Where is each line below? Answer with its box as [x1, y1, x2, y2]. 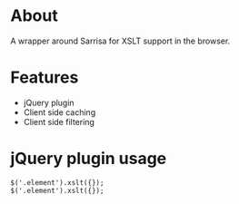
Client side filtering [23, 116, 95, 127]
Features [10, 67, 79, 88]
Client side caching [23, 106, 96, 118]
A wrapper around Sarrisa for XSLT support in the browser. [10, 35, 231, 46]
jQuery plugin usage [10, 149, 167, 169]
